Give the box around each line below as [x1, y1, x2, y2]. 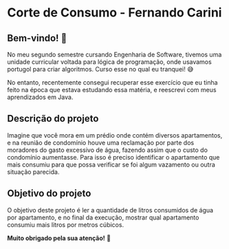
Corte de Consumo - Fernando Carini [7, 5, 222, 21]
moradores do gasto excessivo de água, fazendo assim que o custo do [7, 146, 208, 154]
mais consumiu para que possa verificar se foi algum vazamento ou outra [7, 160, 215, 169]
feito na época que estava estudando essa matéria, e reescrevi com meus [7, 86, 217, 94]
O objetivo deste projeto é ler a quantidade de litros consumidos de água [7, 206, 214, 214]
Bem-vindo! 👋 [7, 32, 67, 44]
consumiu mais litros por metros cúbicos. [7, 220, 124, 228]
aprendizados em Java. [7, 93, 74, 101]
